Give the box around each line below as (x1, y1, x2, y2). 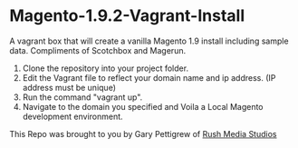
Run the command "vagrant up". (22, 92, 143, 103)
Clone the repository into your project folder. (22, 63, 188, 74)
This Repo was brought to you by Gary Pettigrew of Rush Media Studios (9, 128, 277, 139)
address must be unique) (22, 82, 116, 93)
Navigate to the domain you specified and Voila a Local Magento (22, 101, 264, 112)
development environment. (22, 111, 124, 122)
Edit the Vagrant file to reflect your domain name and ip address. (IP (22, 72, 276, 83)
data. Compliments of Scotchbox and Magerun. (9, 44, 187, 55)
